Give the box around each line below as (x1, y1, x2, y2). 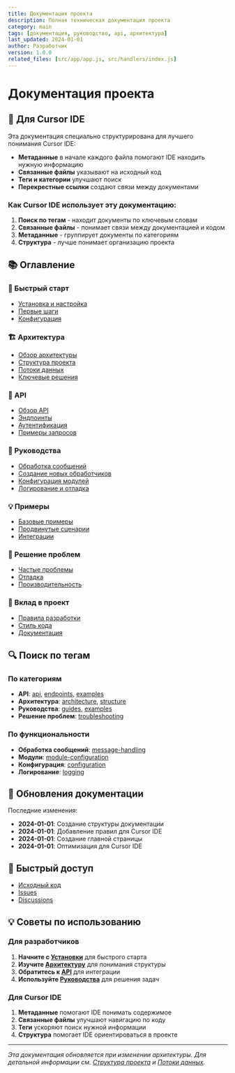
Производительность (17, 580, 82, 589)
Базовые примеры (17, 517, 74, 526)
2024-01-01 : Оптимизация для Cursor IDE (17, 842, 142, 850)
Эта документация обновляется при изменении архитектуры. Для (8, 1051, 206, 1059)
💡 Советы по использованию (8, 916, 142, 928)
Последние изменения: (8, 806, 78, 815)
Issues (17, 888, 38, 897)
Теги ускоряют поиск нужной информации (17, 1023, 146, 1032)
